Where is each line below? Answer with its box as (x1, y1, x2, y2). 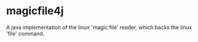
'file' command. (6, 30, 45, 37)
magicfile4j (6, 4, 64, 18)
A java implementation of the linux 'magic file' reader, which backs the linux (6, 24, 193, 31)
